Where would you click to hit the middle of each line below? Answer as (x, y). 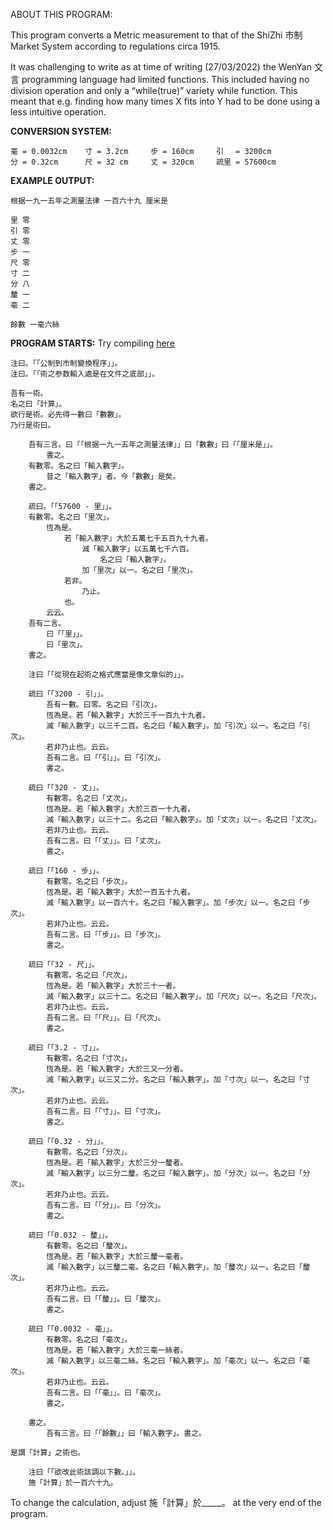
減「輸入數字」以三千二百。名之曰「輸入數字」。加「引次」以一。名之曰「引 (178, 726)
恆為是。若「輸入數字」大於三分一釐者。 (117, 1163)
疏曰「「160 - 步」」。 (66, 871)
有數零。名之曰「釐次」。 (89, 1246)
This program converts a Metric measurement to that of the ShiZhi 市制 (156, 35)
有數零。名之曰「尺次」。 (89, 975)
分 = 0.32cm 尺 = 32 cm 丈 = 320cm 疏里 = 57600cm (143, 162)
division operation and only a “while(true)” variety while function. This (154, 90)
